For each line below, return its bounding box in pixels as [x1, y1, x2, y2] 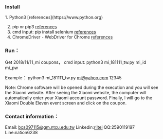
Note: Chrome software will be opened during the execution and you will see [5, 84, 159, 90]
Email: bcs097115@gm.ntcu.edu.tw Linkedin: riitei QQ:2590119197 [5, 124, 135, 130]
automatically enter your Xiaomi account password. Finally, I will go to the [5, 95, 152, 101]
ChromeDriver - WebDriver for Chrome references [12, 34, 113, 40]
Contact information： [5, 113, 59, 120]
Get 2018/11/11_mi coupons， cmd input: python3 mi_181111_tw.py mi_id [5, 59, 146, 65]
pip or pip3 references [12, 24, 57, 30]
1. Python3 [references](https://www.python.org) [5, 15, 103, 20]
